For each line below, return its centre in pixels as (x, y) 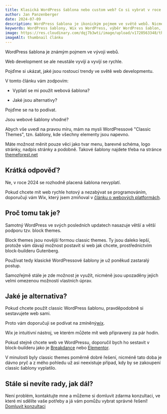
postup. (13, 265)
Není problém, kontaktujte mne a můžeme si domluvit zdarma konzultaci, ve (83, 396)
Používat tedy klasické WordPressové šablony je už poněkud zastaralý (77, 260)
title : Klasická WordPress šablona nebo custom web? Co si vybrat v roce (83, 10)
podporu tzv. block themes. (33, 230)
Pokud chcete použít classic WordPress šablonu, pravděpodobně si (74, 308)
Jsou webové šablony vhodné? (37, 119)
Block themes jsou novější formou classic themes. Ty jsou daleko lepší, (78, 240)
